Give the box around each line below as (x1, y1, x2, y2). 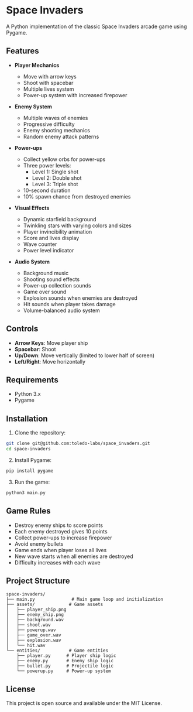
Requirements (6, 375, 58, 385)
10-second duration (23, 187, 71, 194)
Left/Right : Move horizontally (14, 358, 86, 365)
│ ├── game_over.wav (6, 632, 61, 638)
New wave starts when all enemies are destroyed (14, 553, 133, 560)
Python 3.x (14, 391, 41, 398)
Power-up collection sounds (23, 282, 92, 289)
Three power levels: (23, 162, 71, 169)
